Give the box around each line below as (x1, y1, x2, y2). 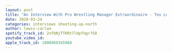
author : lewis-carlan (5, 26, 52, 31)
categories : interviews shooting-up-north (5, 21, 97, 27)
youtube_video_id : (5, 36, 45, 41)
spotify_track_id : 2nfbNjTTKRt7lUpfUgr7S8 (5, 31, 97, 36)
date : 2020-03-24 (5, 17, 42, 22)
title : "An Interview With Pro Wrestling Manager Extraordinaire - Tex (5, 12, 161, 17)
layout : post (5, 7, 33, 13)
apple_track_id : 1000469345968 (5, 40, 72, 45)
